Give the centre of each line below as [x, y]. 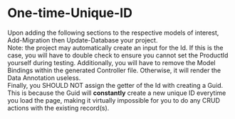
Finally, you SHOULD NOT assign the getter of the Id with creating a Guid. [115, 85]
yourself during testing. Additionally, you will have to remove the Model [111, 62]
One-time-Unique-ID [70, 13]
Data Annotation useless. [44, 78]
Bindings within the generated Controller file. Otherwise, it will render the [114, 70]
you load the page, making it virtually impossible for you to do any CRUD [114, 100]
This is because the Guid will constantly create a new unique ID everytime [117, 93]
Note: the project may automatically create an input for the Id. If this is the [115, 47]
